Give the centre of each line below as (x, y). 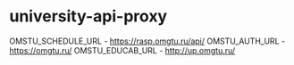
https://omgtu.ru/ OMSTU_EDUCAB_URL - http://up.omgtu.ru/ (122, 50)
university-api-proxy (88, 16)
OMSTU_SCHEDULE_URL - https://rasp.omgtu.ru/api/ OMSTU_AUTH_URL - (147, 41)
